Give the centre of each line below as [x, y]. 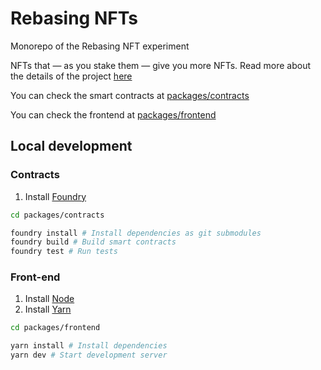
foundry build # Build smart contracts [93, 242]
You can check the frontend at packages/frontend [113, 114]
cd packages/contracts [57, 215]
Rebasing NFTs [74, 18]
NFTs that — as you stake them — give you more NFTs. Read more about [161, 65]
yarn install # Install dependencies [89, 346]
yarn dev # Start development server [89, 355]
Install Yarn [48, 309]
